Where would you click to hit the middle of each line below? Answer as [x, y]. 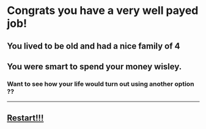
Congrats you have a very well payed [103, 11]
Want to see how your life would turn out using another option [101, 84]
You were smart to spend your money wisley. [94, 67]
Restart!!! [25, 118]
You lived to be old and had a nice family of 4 [94, 46]
